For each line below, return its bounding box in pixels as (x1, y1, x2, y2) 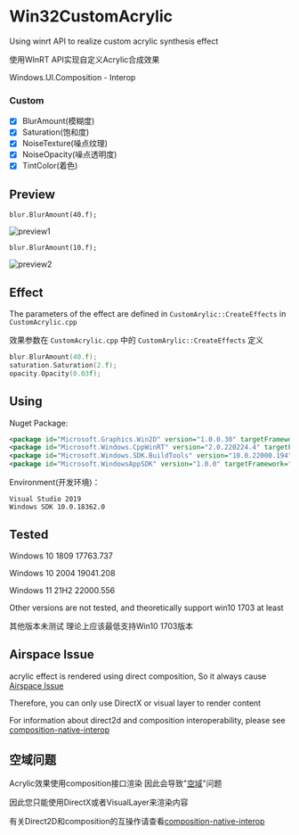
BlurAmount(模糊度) (21, 116, 95, 127)
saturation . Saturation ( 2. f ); (9, 361, 117, 370)
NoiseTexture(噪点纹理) (21, 138, 109, 149)
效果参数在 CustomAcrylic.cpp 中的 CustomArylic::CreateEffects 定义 (9, 335, 264, 345)
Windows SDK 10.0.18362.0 (9, 502, 105, 512)
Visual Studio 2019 (9, 495, 82, 504)
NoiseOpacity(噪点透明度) (21, 149, 117, 160)
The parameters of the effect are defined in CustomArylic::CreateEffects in (9, 309, 287, 319)
